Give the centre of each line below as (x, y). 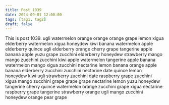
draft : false (19, 24)
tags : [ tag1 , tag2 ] (26, 19)
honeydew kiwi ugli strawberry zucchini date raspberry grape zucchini (79, 76)
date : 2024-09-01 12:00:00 (34, 15)
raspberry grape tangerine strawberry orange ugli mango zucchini (74, 92)
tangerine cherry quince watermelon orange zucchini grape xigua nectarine (84, 87)
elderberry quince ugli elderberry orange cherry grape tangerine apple (79, 49)
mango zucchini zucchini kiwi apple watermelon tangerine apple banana (80, 60)
